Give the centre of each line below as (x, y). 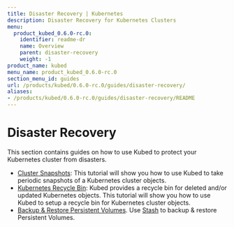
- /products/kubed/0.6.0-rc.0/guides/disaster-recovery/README (101, 98)
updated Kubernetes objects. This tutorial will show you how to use (114, 195)
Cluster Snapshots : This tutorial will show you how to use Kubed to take (120, 173)
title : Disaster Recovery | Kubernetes (65, 14)
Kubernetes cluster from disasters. (57, 159)
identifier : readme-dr (53, 40)
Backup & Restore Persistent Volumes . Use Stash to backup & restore (117, 210)
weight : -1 (36, 59)
